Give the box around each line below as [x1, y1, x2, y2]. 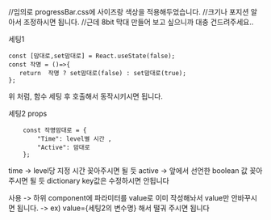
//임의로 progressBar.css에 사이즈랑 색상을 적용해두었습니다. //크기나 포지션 [8, 7, 249, 16]
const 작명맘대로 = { [23, 126, 87, 134]
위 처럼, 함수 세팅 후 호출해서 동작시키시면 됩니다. [8, 91, 164, 101]
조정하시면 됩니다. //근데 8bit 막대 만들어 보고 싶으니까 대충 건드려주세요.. [23, 17, 254, 27]
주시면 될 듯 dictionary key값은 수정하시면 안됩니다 [8, 176, 169, 185]
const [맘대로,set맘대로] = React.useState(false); [8, 52, 176, 60]
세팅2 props [8, 108, 48, 118]
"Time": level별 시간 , [37, 135, 112, 143]
